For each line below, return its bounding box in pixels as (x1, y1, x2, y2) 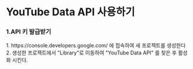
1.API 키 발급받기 (6, 27, 51, 36)
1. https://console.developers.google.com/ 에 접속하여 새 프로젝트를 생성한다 (6, 42, 186, 49)
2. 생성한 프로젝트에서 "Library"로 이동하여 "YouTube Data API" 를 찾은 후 (6, 49, 177, 56)
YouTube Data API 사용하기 (6, 5, 135, 19)
